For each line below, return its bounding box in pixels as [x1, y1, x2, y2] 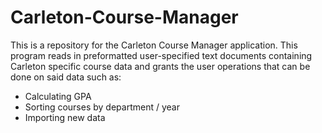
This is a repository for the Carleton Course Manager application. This [10, 39, 298, 51]
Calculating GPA [24, 90, 92, 102]
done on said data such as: [10, 71, 122, 83]
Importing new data [24, 111, 106, 123]
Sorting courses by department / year [24, 101, 180, 113]
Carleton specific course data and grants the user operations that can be [10, 60, 311, 72]
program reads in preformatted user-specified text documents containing [10, 49, 313, 61]
